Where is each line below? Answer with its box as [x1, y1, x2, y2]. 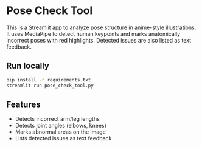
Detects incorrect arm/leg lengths [15, 115, 100, 123]
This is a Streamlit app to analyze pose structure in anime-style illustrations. [6, 24, 197, 31]
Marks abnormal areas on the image [15, 128, 106, 135]
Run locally [6, 61, 50, 71]
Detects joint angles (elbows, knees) [15, 122, 106, 129]
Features [6, 99, 41, 109]
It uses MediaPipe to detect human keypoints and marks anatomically [6, 30, 181, 37]
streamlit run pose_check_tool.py [6, 83, 94, 89]
